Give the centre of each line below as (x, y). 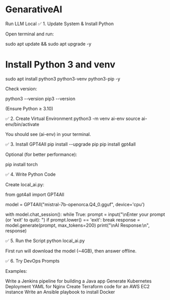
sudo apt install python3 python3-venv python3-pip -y (63, 78)
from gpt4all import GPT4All (35, 194)
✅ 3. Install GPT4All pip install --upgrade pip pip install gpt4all (70, 144)
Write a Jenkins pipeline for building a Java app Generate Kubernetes (79, 281)
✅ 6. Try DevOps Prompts (33, 261)
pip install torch (22, 164)
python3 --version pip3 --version (40, 98)
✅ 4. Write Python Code (30, 174)
